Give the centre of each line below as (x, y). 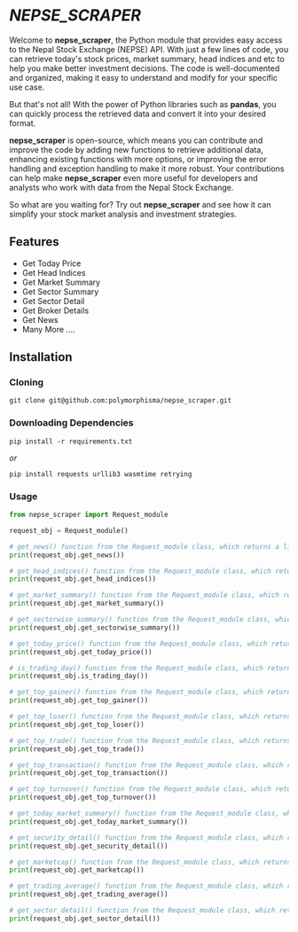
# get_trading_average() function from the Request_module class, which (146, 886)
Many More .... (48, 329)
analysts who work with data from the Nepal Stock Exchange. (122, 187)
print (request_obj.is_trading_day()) (79, 676)
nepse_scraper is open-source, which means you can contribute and (136, 140)
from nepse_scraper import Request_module (89, 515)
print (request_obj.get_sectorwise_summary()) (94, 627)
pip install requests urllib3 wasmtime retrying (101, 474)
